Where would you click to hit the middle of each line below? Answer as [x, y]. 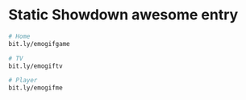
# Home [19, 36]
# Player [23, 81]
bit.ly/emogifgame [39, 44]
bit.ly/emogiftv [35, 66]
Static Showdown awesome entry [123, 15]
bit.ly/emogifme [35, 88]
